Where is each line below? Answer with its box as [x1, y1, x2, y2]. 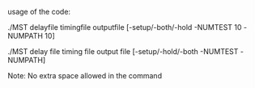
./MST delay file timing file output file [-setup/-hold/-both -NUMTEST [7, 47, 239, 56]
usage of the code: [7, 7, 70, 16]
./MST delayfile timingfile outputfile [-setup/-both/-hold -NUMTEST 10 [7, 23, 242, 31]
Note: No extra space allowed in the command [7, 71, 163, 80]
